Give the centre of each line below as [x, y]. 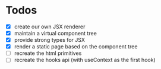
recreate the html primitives [48, 53]
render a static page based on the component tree [76, 47]
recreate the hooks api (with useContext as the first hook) [85, 60]
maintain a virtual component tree [56, 33]
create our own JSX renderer [50, 27]
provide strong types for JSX [50, 40]
